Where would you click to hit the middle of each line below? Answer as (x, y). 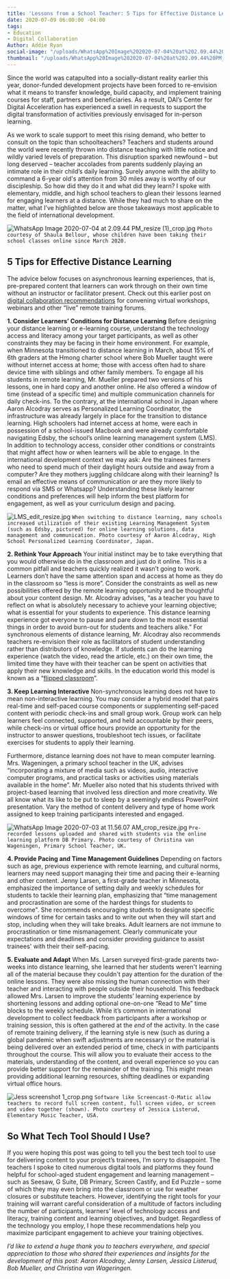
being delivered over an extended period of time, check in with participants (113, 1047)
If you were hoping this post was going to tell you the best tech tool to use (112, 1153)
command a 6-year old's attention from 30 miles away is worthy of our (107, 178)
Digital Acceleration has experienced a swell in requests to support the (107, 106)
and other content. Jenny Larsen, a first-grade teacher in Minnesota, (104, 880)
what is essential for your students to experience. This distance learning (109, 612)
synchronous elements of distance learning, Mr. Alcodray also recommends (114, 634)
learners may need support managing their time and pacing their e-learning (114, 873)
